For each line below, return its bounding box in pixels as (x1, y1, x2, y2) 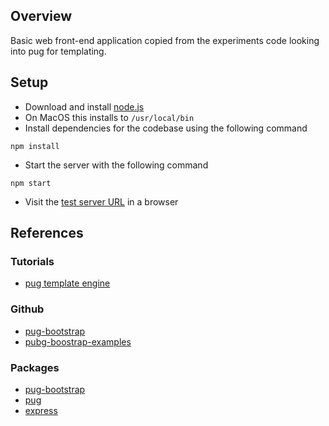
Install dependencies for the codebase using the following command (24, 122, 308, 134)
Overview (10, 8, 73, 25)
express (24, 404, 58, 416)
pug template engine (24, 277, 111, 289)
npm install (10, 141, 60, 151)
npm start (10, 178, 52, 188)
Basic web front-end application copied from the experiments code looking (10, 34, 320, 46)
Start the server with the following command (24, 159, 209, 171)
